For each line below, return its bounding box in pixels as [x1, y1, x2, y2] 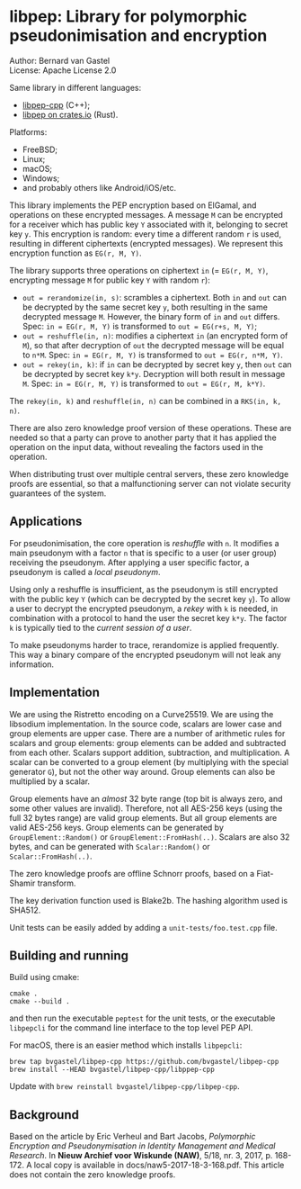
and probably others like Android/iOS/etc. [22, 182, 177, 193]
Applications [9, 514, 83, 529]
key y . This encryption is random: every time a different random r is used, [9, 228, 281, 239]
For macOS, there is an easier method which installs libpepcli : [9, 1040, 243, 1050]
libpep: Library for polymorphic [9, 6, 248, 27]
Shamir [9, 878, 36, 888]
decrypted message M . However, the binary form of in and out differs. [22, 311, 280, 321]
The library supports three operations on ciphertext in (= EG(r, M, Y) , [9, 265, 269, 275]
